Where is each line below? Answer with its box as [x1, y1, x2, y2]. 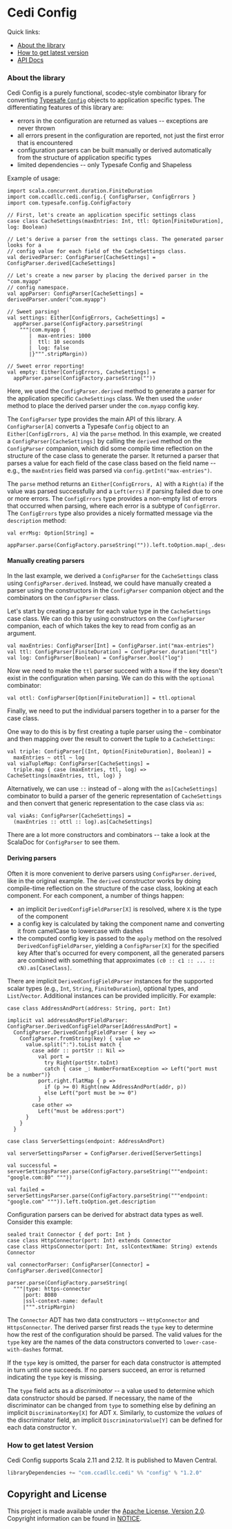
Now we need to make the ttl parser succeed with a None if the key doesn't [7, 666, 223, 675]
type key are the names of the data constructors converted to [7, 1338, 182, 1346]
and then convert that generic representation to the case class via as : [7, 799, 204, 807]
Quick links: [7, 28, 41, 36]
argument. [7, 629, 37, 637]
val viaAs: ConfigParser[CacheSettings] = [7, 813, 131, 820]
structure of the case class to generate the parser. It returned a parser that [7, 452, 220, 460]
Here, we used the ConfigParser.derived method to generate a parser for [7, 387, 216, 395]
